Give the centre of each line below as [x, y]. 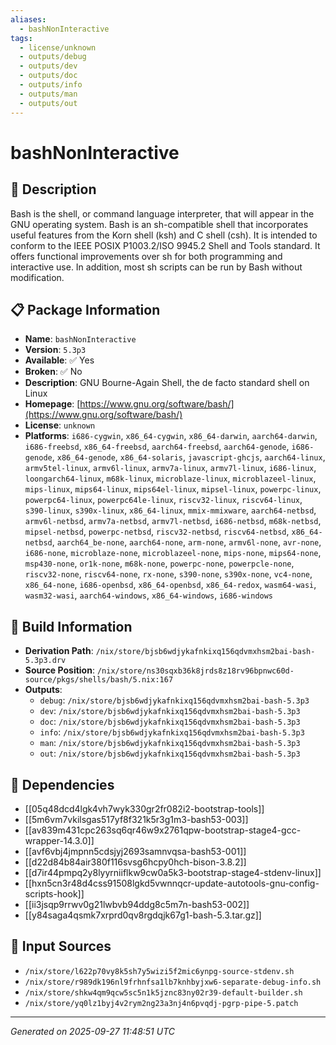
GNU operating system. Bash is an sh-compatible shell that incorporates [159, 224]
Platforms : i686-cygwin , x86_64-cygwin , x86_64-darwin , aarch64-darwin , [171, 436]
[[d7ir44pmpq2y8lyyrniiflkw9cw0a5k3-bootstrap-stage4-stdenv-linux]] [173, 872]
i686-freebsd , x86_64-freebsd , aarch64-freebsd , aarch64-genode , [157, 447]
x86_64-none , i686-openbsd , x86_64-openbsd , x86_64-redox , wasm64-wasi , [170, 585]
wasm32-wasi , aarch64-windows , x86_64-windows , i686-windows [149, 595]
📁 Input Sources [61, 946]
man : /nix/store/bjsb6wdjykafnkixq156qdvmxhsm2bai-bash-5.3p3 [170, 743]
